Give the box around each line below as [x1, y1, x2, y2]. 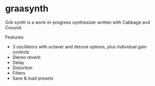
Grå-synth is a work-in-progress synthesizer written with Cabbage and [5, 19, 151, 25]
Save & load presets [12, 75, 54, 81]
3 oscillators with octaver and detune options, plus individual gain [12, 43, 147, 49]
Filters [12, 70, 26, 76]
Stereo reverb [12, 54, 41, 60]
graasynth [5, 3, 49, 14]
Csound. [5, 24, 23, 30]
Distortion [12, 65, 33, 71]
